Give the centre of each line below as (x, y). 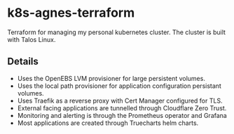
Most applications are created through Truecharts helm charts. (108, 123)
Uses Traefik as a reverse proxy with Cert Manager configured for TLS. (120, 100)
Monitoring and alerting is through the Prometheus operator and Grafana (122, 115)
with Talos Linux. (32, 39)
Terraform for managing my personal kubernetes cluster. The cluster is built (117, 32)
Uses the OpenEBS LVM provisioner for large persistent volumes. (111, 78)
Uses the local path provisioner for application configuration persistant (119, 86)
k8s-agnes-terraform (71, 13)
